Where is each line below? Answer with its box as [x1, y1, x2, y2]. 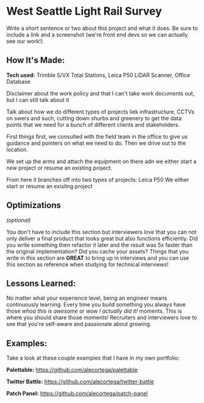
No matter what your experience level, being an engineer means [6, 294, 167, 302]
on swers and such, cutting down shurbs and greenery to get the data [6, 114, 182, 122]
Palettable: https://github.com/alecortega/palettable [6, 366, 138, 374]
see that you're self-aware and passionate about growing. [6, 321, 152, 328]
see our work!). [6, 37, 44, 45]
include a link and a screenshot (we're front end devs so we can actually [6, 31, 188, 38]
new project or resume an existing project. [6, 164, 113, 172]
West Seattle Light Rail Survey [6, 4, 163, 18]
